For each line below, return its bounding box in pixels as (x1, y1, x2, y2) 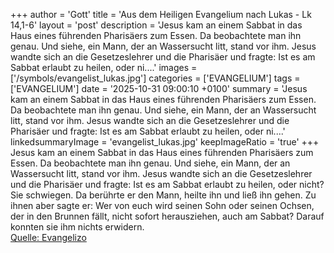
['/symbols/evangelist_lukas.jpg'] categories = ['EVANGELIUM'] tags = (10, 72, 301, 84)
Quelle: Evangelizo (10, 232, 87, 243)
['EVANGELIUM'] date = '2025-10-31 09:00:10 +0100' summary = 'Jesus (10, 83, 308, 94)
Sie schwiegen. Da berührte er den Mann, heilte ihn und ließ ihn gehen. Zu (10, 189, 317, 201)
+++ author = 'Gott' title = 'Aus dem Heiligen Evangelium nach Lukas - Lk (10, 9, 312, 20)
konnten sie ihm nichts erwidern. (10, 221, 145, 233)
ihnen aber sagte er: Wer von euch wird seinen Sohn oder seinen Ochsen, (10, 200, 315, 211)
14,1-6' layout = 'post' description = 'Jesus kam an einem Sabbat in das (10, 19, 303, 31)
